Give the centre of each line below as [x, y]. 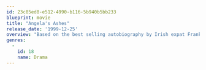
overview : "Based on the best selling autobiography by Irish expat [96, 35]
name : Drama [32, 57]
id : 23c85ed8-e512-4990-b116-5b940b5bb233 [61, 12]
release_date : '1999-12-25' [42, 29]
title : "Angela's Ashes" [38, 23]
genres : [16, 40]
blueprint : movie [29, 18]
